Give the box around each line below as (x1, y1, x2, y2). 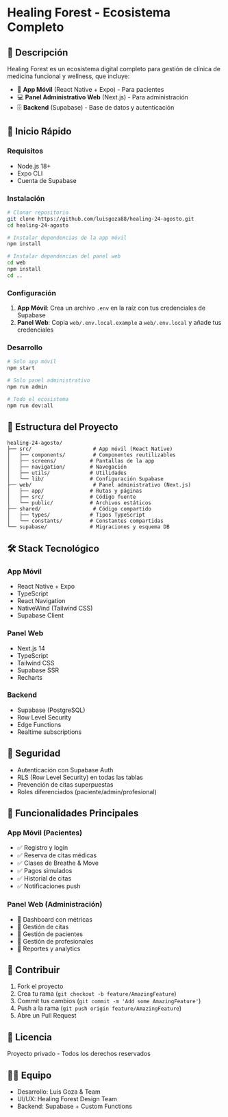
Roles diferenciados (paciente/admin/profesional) (16, 787, 157, 796)
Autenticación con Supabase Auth (16, 765, 114, 774)
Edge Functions (16, 720, 62, 728)
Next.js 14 (16, 644, 46, 652)
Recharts (16, 673, 43, 681)
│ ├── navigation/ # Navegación (7, 463, 127, 470)
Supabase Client (16, 611, 64, 619)
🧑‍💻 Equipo (7, 1069, 52, 1081)
